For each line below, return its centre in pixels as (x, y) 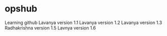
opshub (21, 9)
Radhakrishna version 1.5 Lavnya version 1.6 (50, 27)
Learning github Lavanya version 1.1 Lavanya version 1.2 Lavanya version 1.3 (83, 22)
